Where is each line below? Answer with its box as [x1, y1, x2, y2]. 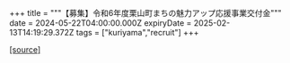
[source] [9, 44, 41, 55]
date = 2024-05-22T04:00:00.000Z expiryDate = [9, 18, 192, 28]
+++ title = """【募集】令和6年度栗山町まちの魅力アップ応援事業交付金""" [9, 8, 282, 18]
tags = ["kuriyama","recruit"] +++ [75, 28, 199, 37]
